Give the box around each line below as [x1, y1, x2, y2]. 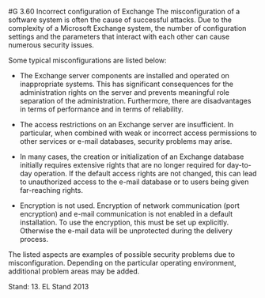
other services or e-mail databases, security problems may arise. [19, 137, 233, 145]
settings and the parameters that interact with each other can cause [8, 32, 230, 41]
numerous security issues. [8, 40, 95, 50]
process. [19, 235, 49, 243]
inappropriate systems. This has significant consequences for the [19, 79, 233, 89]
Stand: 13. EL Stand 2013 [8, 282, 89, 291]
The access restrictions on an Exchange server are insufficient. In [19, 120, 234, 129]
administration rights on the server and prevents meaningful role [19, 88, 229, 97]
